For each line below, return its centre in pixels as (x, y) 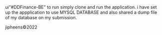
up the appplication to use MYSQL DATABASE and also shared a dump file (81, 12)
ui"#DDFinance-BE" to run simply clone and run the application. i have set (81, 7)
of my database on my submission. (41, 17)
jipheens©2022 (21, 27)
